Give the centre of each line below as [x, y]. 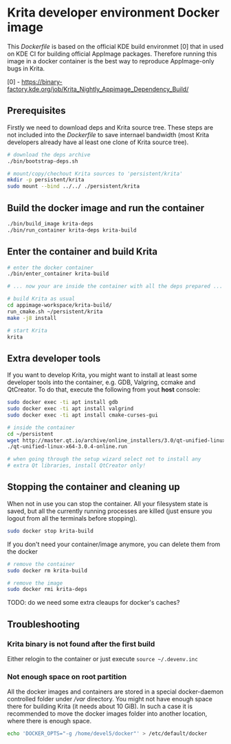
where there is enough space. [49, 721]
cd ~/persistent [30, 434]
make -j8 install [32, 318]
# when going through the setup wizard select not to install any [104, 459]
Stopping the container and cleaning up [93, 487]
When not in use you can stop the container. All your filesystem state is [108, 503]
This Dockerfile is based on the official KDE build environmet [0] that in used [115, 46]
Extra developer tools [54, 358]
